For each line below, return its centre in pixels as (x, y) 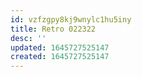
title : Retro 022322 (53, 29)
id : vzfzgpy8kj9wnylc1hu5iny (71, 19)
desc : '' (28, 38)
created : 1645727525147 (60, 57)
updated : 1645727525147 (60, 47)
